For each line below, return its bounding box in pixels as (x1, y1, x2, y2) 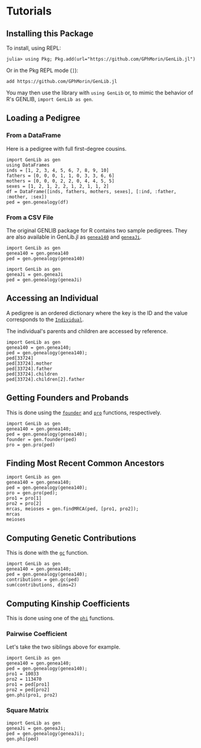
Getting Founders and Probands (6, 392, 129, 403)
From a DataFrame (6, 131, 62, 140)
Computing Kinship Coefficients (6, 598, 130, 609)
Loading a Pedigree (6, 113, 80, 124)
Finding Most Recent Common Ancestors (6, 458, 165, 468)
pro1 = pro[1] (6, 495, 42, 501)
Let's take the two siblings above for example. (6, 643, 121, 650)
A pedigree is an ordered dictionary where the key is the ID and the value (6, 309, 188, 316)
